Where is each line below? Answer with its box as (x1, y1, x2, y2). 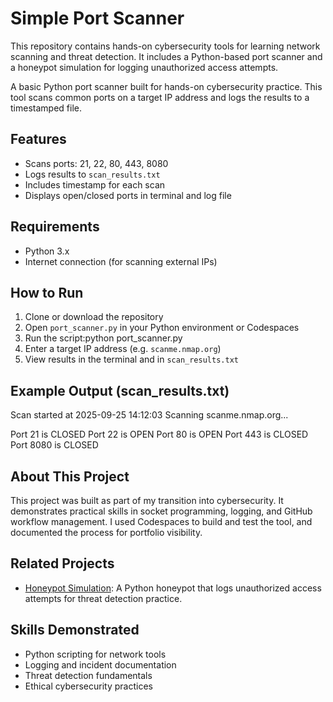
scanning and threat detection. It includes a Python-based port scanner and (10, 50, 323, 62)
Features (10, 131, 67, 148)
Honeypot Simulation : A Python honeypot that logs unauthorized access (24, 582, 322, 594)
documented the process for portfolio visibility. (10, 527, 203, 538)
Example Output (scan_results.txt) (10, 382, 230, 399)
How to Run (10, 284, 84, 301)
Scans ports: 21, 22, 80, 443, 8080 (24, 157, 169, 169)
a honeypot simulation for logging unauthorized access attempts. (10, 61, 279, 73)
